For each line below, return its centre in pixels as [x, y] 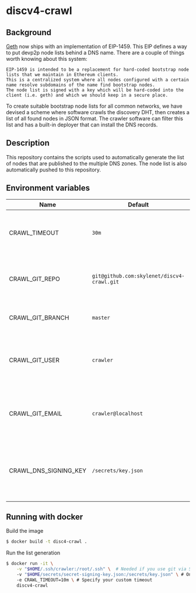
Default [139, 204]
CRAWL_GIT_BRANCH [39, 317]
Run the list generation [33, 553]
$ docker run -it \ [30, 564]
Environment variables [48, 188]
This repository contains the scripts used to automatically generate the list [95, 157]
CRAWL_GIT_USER [34, 360]
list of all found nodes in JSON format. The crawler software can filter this [95, 119]
